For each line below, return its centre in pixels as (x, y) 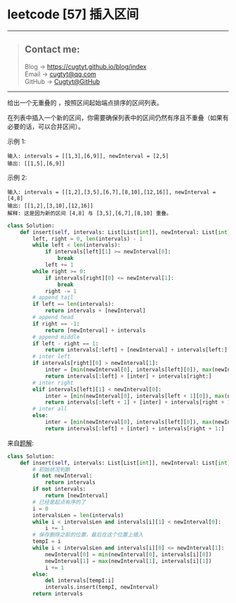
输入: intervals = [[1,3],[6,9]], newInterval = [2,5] (88, 156)
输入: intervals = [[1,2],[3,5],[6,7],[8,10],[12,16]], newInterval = (112, 192)
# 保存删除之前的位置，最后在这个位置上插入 (88, 535)
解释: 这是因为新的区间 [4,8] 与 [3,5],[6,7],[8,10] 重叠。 (90, 213)
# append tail (53, 298)
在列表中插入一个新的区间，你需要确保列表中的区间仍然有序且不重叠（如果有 (118, 118)
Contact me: (52, 50)
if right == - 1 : (56, 324)
